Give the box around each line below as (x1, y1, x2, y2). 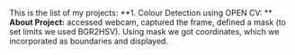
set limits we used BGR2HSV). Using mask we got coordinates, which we (9, 27, 280, 36)
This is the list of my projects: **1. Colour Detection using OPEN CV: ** (9, 8, 273, 18)
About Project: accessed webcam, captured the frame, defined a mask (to (9, 17, 286, 27)
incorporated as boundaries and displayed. (9, 35, 169, 46)
